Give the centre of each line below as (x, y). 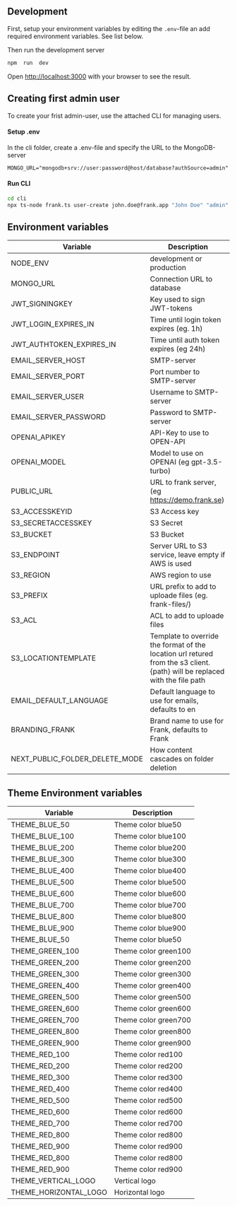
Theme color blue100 (150, 836)
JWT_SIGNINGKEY (42, 304)
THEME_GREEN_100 (45, 952)
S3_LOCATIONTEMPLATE (54, 658)
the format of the (178, 645)
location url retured (182, 654)
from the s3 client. (180, 662)
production (168, 268)
